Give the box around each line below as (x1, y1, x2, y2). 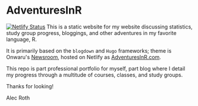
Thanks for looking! (6, 82, 54, 89)
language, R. (6, 36, 37, 43)
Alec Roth (6, 94, 30, 101)
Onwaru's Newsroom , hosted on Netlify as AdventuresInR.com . (6, 53, 162, 60)
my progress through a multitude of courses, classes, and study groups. (6, 71, 183, 78)
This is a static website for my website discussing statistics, (46, 23, 193, 30)
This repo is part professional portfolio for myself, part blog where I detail (6, 65, 186, 72)
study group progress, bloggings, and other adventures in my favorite (6, 29, 177, 36)
